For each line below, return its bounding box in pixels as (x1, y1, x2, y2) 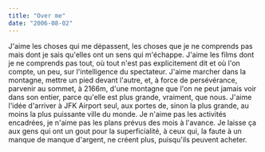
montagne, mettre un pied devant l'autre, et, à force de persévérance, (8, 75, 238, 85)
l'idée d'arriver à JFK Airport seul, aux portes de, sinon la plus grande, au (8, 101, 249, 110)
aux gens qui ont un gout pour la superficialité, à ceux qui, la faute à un (8, 126, 242, 136)
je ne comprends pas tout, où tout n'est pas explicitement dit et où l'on (8, 58, 241, 68)
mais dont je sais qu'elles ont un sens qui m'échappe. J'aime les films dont (8, 50, 255, 59)
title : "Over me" (8, 11, 66, 20)
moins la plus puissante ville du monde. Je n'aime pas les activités (8, 109, 227, 118)
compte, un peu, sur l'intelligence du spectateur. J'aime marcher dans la (8, 66, 246, 76)
